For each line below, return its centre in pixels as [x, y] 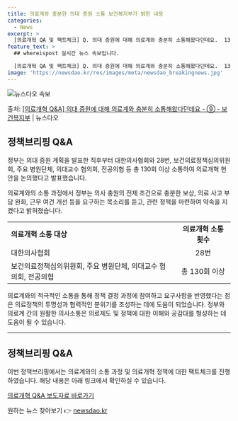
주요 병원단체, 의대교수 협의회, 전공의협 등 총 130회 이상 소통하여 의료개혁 [118, 169]
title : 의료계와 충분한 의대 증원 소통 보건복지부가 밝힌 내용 [85, 14]
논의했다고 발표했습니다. [53, 178]
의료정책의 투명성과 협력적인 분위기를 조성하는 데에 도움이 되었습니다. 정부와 [120, 304]
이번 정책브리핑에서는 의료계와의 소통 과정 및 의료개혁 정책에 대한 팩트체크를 [112, 371]
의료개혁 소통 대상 [39, 234]
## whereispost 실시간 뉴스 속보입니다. [67, 54]
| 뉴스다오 [45, 117]
